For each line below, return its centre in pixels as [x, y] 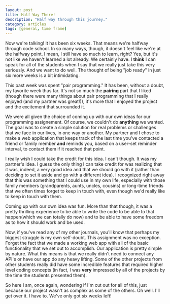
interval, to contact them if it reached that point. [55, 149]
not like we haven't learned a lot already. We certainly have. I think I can [80, 59]
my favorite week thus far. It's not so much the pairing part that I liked [78, 91]
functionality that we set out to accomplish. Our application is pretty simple [84, 248]
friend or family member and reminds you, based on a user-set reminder [81, 144]
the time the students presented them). [46, 275]
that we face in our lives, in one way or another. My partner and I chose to [82, 133]
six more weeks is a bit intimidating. [43, 75]
